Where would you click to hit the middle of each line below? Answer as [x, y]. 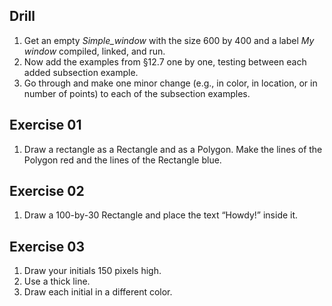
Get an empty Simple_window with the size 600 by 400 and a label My [169, 40]
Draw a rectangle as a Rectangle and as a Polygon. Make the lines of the [173, 149]
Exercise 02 [47, 191]
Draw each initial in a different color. [98, 292]
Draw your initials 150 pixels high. [92, 271]
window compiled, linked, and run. [94, 51]
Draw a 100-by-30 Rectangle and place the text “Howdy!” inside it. [161, 215]
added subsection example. [81, 72]
